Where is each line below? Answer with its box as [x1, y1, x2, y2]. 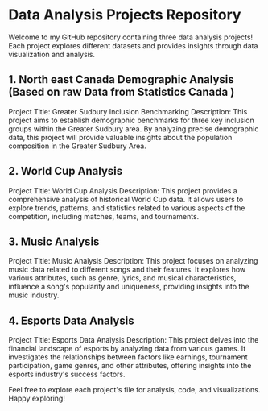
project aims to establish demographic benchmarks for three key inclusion [8, 115, 255, 125]
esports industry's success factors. [8, 369, 126, 380]
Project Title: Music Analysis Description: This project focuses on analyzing [8, 256, 258, 266]
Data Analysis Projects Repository [8, 6, 241, 24]
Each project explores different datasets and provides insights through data [8, 40, 258, 50]
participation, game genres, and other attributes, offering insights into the [8, 361, 252, 371]
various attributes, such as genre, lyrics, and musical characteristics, [8, 273, 237, 283]
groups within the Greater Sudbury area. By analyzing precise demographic [8, 123, 259, 134]
